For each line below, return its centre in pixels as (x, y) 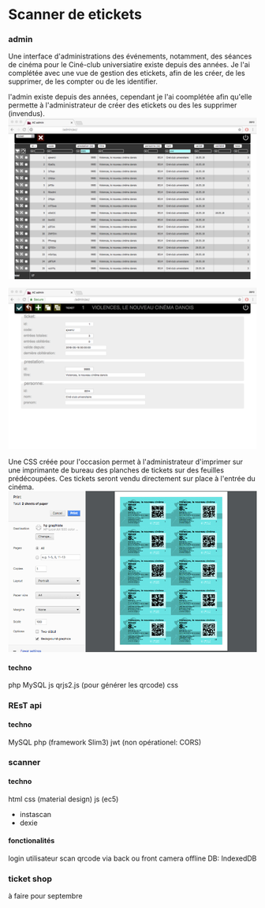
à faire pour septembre (45, 896)
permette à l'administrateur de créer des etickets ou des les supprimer (123, 105)
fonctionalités (32, 841)
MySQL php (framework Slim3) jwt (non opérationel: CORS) (105, 742)
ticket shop (30, 879)
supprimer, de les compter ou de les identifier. (83, 81)
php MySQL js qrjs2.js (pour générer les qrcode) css (93, 685)
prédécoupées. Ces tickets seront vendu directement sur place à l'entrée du (132, 479)
